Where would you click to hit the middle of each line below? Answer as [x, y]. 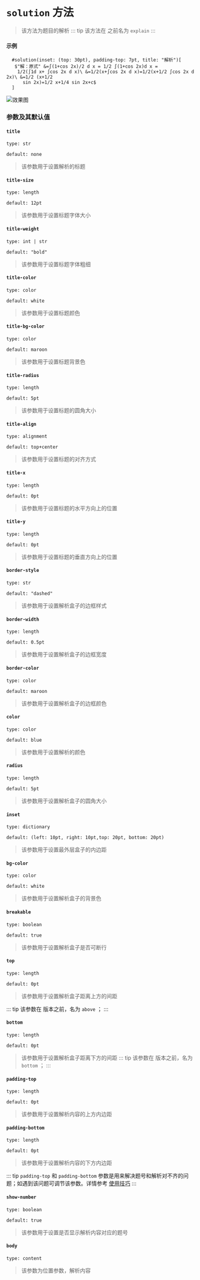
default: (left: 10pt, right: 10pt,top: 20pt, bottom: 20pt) [85, 838]
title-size [20, 180]
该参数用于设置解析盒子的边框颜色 [64, 703]
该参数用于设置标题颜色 [50, 313]
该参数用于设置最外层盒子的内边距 [64, 849]
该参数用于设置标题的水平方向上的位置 [69, 508]
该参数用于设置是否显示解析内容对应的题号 [74, 1232]
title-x [16, 473]
